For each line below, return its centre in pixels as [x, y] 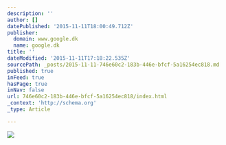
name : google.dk [36, 45]
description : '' [30, 13]
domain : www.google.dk [46, 39]
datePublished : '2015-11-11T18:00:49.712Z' [70, 26]
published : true [30, 71]
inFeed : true [26, 77]
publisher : [23, 33]
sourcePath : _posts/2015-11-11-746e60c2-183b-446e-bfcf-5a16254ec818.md [113, 65]
